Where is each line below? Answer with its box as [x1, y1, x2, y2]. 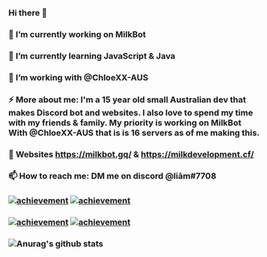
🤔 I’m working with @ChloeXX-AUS [8, 71, 149, 83]
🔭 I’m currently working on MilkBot [8, 28, 146, 39]
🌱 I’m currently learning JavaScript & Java [8, 50, 175, 61]
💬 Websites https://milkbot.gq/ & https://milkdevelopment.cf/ [8, 149, 255, 160]
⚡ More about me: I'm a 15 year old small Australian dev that [8, 94, 247, 105]
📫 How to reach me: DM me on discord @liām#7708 [8, 170, 217, 182]
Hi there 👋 [8, 7, 48, 18]
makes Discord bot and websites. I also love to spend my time [8, 107, 253, 118]
